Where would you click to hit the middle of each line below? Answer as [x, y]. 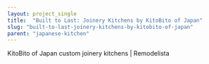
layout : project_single [42, 14]
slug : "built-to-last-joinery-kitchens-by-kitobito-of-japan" [100, 27]
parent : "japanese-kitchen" [49, 33]
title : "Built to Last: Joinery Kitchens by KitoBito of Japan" [105, 20]
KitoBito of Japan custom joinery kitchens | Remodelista [89, 53]
